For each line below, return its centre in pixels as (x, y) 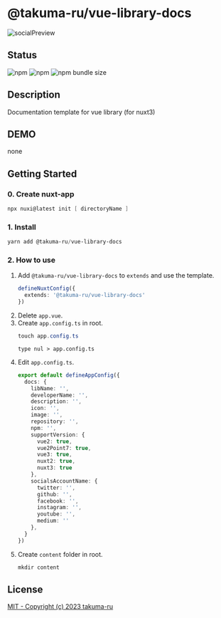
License (25, 589)
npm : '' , (44, 428)
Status (22, 55)
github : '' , (54, 494)
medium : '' (53, 521)
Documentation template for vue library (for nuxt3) (81, 112)
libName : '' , (50, 388)
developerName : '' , (60, 395)
